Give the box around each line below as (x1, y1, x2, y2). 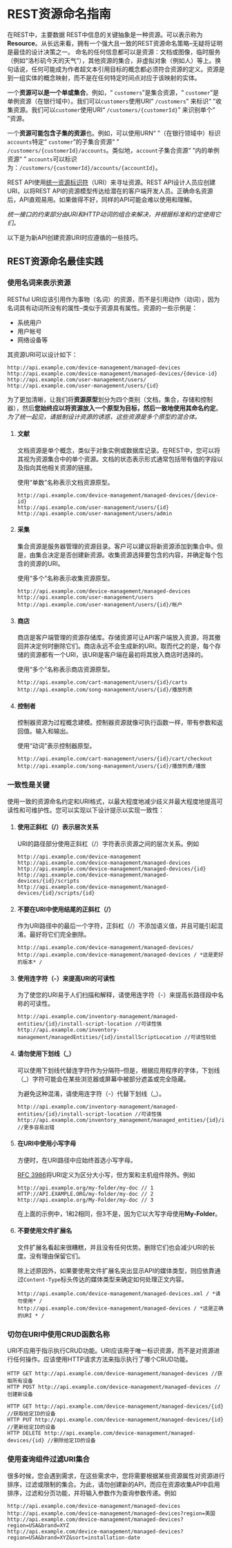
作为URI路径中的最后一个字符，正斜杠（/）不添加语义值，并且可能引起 (17, 921, 217, 930)
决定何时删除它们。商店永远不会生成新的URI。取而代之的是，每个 (29, 642, 215, 650)
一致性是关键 (7, 780, 50, 790)
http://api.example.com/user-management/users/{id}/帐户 (17, 602, 183, 609)
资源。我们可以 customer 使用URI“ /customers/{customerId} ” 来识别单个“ (12, 105, 215, 114)
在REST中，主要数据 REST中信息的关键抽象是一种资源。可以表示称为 (7, 30, 203, 39)
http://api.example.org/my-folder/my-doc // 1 (17, 1184, 154, 1192)
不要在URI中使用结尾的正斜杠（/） (17, 905, 115, 913)
